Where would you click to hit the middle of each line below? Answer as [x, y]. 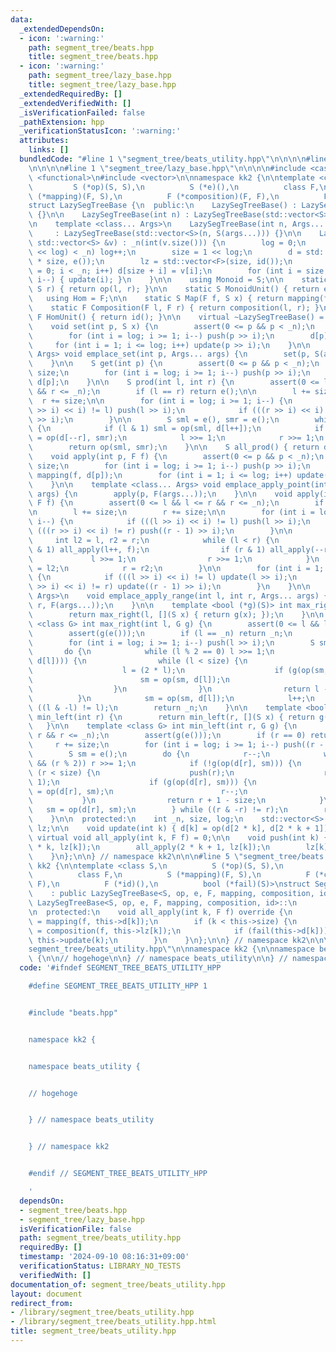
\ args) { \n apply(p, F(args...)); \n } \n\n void [160, 494]
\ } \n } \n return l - [178, 689]
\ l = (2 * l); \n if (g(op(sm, [178, 671]
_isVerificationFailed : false [82, 112]
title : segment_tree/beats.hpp [93, 57]
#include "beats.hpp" [73, 1012]
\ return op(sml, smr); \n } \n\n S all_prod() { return [174, 447]
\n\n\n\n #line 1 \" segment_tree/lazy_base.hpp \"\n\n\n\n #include [167, 168]
